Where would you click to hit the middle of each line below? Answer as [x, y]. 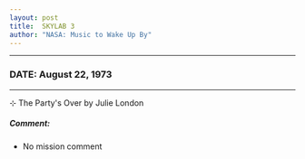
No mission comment [62, 146]
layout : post [34, 18]
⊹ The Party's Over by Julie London [77, 103]
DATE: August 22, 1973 [61, 75]
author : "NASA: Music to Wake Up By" [81, 34]
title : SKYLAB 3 [42, 26]
